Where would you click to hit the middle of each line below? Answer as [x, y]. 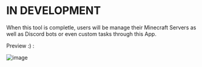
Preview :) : [20, 46]
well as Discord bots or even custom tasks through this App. [81, 33]
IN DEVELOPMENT [54, 11]
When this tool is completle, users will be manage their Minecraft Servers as [101, 27]
